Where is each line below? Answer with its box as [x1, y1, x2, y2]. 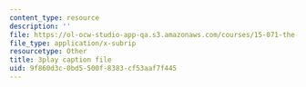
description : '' [9, 22, 71, 31]
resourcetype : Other [9, 47, 88, 56]
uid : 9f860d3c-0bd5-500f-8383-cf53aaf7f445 [9, 64, 178, 73]
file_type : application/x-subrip [9, 38, 137, 48]
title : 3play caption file [9, 55, 112, 64]
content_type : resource [9, 13, 100, 23]
